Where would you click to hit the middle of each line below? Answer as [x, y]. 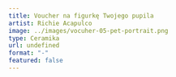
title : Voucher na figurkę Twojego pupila [81, 16]
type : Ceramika [34, 38]
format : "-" [28, 53]
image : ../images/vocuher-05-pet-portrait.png [88, 30]
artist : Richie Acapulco [50, 23]
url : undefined [34, 46]
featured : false [36, 61]
